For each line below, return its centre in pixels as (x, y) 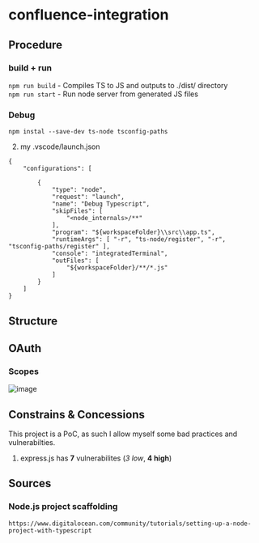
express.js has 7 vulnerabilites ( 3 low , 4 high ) (96, 458)
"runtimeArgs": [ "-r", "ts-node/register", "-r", (139, 240)
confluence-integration (89, 15)
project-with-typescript (50, 530)
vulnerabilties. (32, 443)
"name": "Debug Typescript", (101, 204)
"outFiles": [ (75, 261)
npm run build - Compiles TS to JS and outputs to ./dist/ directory (118, 85)
